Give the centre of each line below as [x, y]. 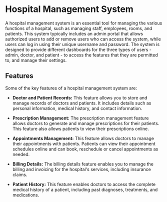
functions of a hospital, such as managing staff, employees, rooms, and [79, 28]
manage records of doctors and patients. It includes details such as [82, 103]
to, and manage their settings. [36, 60]
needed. [21, 154]
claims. [20, 174]
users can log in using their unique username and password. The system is [82, 44]
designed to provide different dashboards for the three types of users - [78, 49]
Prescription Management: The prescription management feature [80, 118]
